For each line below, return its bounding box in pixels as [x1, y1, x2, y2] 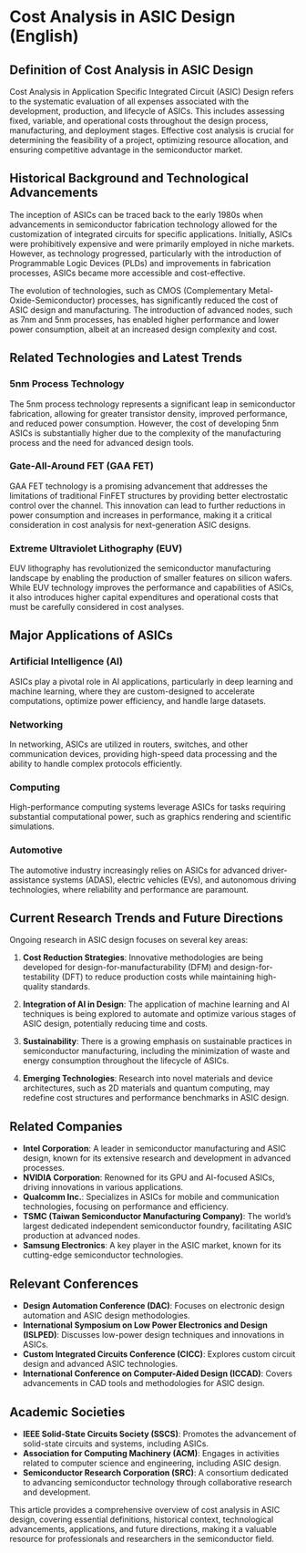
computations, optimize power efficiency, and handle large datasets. [9, 695, 267, 706]
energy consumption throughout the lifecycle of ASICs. [22, 1055, 229, 1066]
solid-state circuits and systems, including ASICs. [22, 1438, 209, 1449]
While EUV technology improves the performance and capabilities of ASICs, [9, 582, 294, 594]
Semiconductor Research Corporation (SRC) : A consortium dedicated [22, 1466, 289, 1478]
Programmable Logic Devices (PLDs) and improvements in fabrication [9, 257, 271, 268]
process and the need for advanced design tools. [9, 437, 194, 448]
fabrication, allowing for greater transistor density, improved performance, [9, 408, 289, 419]
